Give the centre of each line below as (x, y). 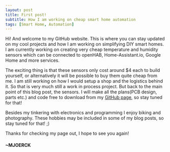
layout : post (19, 10)
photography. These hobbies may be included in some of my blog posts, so (85, 118)
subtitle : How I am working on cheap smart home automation (71, 19)
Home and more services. (32, 60)
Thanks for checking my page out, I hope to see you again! (67, 134)
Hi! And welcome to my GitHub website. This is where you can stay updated (85, 39)
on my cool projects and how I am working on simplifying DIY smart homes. (85, 44)
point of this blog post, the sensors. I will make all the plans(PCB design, (81, 92)
